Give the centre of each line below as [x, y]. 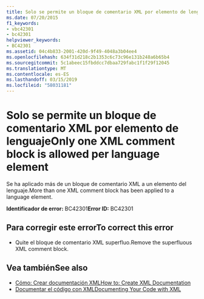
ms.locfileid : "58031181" [39, 86]
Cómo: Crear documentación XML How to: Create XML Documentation [103, 283]
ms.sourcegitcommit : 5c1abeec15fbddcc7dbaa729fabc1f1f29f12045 [88, 63]
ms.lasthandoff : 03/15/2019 [42, 80]
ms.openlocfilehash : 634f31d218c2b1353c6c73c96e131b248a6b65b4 [88, 57]
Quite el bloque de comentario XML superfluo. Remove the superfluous [104, 242]
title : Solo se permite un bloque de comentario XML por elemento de [96, 12]
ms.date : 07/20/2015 [32, 18]
